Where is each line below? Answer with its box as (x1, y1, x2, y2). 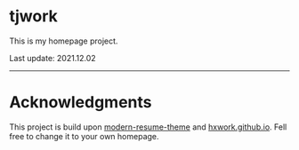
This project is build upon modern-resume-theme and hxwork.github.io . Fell (9, 122, 287, 132)
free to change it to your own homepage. (9, 130, 159, 141)
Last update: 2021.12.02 (9, 52, 96, 63)
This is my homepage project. (9, 36, 118, 46)
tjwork (9, 6, 58, 27)
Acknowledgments (9, 92, 153, 113)
